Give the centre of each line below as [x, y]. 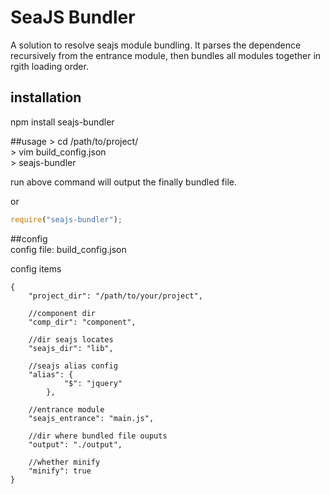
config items [36, 268]
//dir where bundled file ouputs [98, 436]
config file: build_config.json [68, 249]
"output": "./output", [75, 444]
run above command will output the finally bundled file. [123, 182]
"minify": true [60, 471]
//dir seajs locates [71, 339]
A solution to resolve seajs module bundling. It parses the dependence [156, 45]
